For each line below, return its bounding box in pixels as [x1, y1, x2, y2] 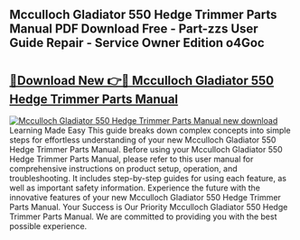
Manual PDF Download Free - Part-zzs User [9, 22, 259, 37]
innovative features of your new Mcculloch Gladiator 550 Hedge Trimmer [9, 192, 282, 202]
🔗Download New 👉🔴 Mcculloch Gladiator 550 [9, 72, 275, 88]
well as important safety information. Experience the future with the [9, 182, 260, 193]
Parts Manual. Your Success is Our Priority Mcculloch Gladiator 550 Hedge [9, 202, 288, 212]
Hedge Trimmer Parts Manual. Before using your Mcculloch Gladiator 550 [9, 144, 283, 154]
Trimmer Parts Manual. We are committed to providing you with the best [9, 211, 277, 222]
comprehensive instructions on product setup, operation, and [9, 163, 238, 174]
